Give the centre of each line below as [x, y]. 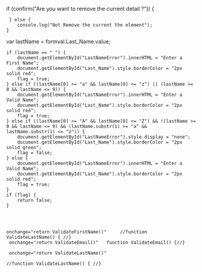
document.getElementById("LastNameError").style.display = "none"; [104, 137]
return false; [35, 200]
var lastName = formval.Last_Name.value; [58, 41]
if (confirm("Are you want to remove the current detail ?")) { [80, 9]
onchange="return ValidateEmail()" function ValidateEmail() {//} [97, 242]
